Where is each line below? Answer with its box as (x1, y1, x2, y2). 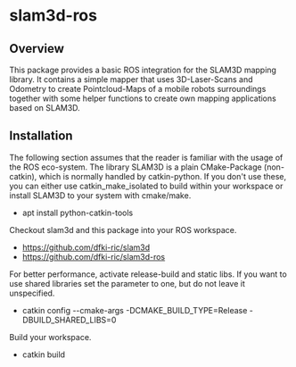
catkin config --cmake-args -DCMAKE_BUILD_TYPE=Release (21, 304, 248, 315)
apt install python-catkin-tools (21, 207, 134, 218)
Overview (9, 41, 65, 56)
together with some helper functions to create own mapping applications (9, 93, 276, 104)
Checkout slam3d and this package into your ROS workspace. (9, 224, 237, 235)
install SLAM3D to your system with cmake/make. (9, 189, 192, 201)
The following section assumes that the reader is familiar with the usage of (9, 152, 284, 163)
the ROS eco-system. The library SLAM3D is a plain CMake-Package (9, 162, 262, 172)
